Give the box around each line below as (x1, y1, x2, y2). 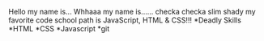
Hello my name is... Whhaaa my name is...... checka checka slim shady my (8, 7, 257, 16)
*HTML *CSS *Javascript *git (8, 24, 110, 33)
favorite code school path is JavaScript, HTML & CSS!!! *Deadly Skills (8, 15, 241, 25)
